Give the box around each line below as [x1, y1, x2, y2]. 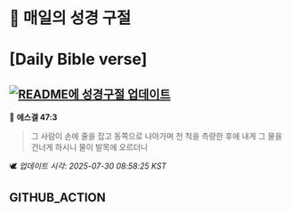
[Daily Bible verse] [9, 50, 148, 69]
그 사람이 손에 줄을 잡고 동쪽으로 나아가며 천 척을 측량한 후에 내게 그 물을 [30, 130, 283, 142]
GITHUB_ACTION [9, 190, 107, 205]
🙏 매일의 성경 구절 [9, 8, 132, 28]
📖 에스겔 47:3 [9, 112, 58, 122]
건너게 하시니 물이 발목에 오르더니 [30, 142, 149, 153]
